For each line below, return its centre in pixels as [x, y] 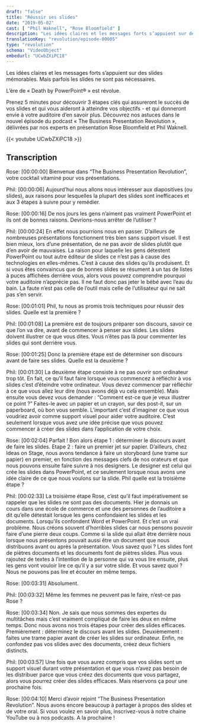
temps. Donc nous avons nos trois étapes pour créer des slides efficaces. [96, 625]
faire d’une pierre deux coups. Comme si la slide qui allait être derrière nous [99, 534]
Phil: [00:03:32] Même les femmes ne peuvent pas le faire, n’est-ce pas [94, 595]
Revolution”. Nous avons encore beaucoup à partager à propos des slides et [99, 705]
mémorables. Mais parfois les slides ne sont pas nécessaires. [81, 79]
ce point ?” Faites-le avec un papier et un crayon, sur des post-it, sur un [94, 404]
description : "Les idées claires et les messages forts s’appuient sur [96, 34]
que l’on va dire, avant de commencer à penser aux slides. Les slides [90, 330]
